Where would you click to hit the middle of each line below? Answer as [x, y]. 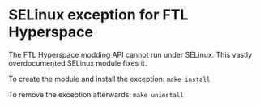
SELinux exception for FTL [98, 15]
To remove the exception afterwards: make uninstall [96, 94]
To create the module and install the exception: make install [109, 79]
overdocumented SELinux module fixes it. [78, 63]
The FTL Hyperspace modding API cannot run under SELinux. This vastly [130, 54]
